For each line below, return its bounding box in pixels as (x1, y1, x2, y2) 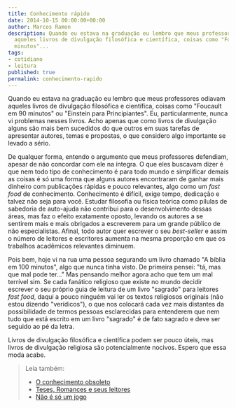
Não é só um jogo (35, 393, 87, 401)
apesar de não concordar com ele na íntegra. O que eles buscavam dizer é (8, 160, 223, 169)
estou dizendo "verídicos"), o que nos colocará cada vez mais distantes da (8, 300, 225, 309)
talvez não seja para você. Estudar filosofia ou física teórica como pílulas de (8, 197, 228, 206)
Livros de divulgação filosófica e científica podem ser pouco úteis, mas (8, 336, 214, 344)
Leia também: (25, 365, 65, 373)
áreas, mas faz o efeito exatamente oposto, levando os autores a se (8, 212, 204, 220)
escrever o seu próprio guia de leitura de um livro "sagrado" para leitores (8, 285, 219, 294)
